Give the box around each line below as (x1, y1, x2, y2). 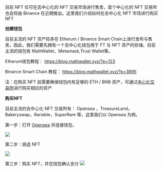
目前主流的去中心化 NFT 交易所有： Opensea (5, 106, 95, 111)
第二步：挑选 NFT (5, 141, 40, 147)
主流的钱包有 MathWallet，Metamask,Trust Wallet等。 (5, 48, 113, 54)
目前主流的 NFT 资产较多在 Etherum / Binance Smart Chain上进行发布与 (5, 36, 148, 42)
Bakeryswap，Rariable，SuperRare (5, 112, 76, 117)
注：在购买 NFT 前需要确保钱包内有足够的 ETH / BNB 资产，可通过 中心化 (5, 79, 151, 85)
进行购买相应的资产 (14, 85, 52, 91)
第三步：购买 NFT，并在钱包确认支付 (5, 161, 79, 166)
